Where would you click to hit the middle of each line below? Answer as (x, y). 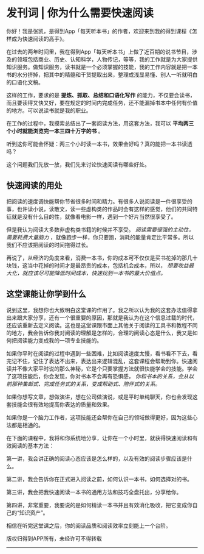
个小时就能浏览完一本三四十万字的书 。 (55, 131)
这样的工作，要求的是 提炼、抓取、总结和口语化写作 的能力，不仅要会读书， (101, 95)
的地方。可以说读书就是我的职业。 (49, 110)
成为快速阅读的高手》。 (39, 38)
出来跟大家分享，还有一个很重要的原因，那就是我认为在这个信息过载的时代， (102, 318)
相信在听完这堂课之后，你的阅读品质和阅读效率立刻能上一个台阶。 (89, 525)
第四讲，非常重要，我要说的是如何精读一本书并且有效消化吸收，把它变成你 (99, 505)
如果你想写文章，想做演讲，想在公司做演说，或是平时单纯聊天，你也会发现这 (102, 397)
